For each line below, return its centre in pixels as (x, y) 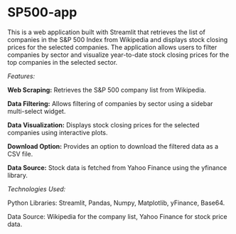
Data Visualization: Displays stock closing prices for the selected (103, 124)
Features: (21, 76)
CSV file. (20, 154)
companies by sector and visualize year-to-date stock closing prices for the (118, 55)
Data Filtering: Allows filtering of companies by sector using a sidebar (110, 103)
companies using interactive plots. (58, 132)
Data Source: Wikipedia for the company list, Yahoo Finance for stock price (117, 216)
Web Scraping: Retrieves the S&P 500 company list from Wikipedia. (107, 90)
